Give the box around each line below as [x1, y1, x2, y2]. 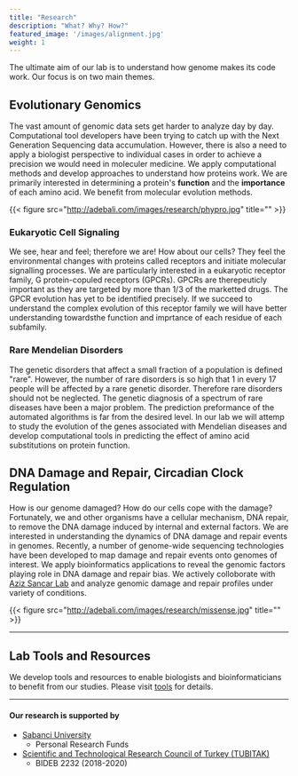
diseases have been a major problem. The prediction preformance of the [9, 401, 275, 413]
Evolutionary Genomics [9, 97, 142, 112]
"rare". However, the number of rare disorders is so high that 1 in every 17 [9, 374, 277, 384]
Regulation [9, 479, 71, 495]
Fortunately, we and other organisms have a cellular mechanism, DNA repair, [9, 512, 289, 523]
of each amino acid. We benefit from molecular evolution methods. [9, 187, 253, 198]
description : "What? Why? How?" [9, 21, 129, 30]
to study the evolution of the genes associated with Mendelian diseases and [9, 421, 287, 432]
